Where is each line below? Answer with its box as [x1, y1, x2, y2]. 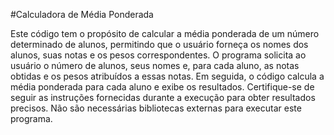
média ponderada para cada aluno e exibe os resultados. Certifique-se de [10, 81, 315, 93]
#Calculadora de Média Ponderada [10, 9, 154, 20]
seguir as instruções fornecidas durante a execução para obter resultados [10, 92, 316, 103]
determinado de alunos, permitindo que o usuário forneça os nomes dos [10, 39, 309, 50]
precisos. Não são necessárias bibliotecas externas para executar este [10, 102, 302, 114]
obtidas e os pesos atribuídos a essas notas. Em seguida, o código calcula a [10, 70, 325, 82]
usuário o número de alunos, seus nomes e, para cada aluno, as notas [10, 60, 300, 71]
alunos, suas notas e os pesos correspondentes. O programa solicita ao [10, 49, 307, 61]
